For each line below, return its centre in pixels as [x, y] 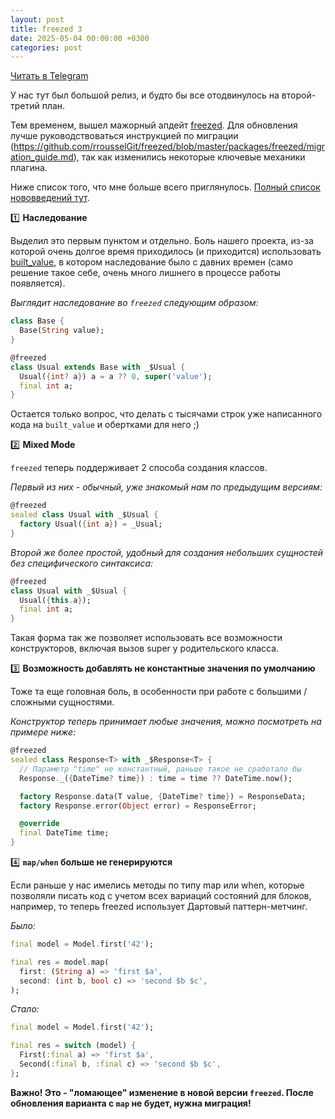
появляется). [38, 283]
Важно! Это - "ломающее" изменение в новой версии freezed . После [162, 1092]
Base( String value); [62, 331]
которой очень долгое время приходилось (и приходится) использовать [166, 252]
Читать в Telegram [49, 76]
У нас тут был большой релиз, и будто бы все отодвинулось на [145, 95]
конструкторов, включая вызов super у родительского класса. [145, 648]
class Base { [37, 321]
